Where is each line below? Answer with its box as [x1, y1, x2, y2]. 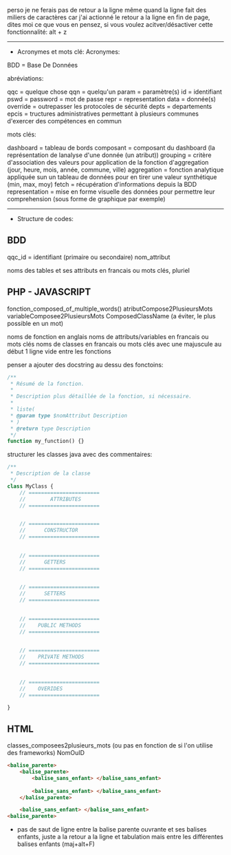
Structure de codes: [16, 215, 74, 223]
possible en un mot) [7, 319, 64, 327]
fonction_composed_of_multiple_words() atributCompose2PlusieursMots [7, 305, 213, 313]
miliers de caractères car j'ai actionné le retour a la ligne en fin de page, [7, 13, 210, 21]
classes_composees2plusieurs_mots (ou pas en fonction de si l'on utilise [7, 741, 213, 750]
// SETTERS [19, 590, 67, 597]
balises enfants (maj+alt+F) [16, 840, 95, 848]
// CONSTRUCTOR [19, 527, 78, 534]
